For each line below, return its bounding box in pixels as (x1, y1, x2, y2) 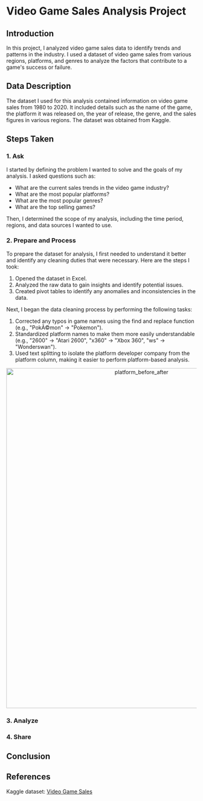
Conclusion (6, 751, 51, 762)
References (6, 772, 51, 782)
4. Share (6, 733, 31, 741)
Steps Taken (6, 134, 54, 144)
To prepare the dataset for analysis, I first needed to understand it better (6, 250, 186, 258)
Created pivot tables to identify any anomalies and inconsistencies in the (14, 287, 196, 294)
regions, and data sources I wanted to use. (6, 221, 113, 229)
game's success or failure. (6, 63, 72, 71)
